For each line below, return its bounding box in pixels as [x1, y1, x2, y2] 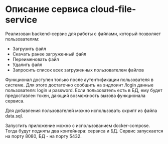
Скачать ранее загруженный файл [12, 51, 87, 57]
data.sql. [5, 112, 24, 118]
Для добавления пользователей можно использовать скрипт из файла [5, 107, 157, 113]
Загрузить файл [12, 45, 47, 51]
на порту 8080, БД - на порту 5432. [5, 133, 82, 139]
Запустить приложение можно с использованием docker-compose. [5, 122, 150, 128]
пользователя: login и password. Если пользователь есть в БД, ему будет [5, 87, 163, 93]
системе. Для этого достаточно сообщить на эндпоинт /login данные [5, 81, 154, 88]
